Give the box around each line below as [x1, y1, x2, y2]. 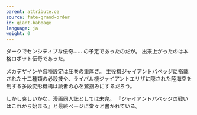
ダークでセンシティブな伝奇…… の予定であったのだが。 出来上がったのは [6, 48, 183, 55]
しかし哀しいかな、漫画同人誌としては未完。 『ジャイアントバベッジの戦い [6, 95, 188, 103]
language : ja [6, 25, 38, 31]
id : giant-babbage [6, 20, 51, 25]
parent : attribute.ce [6, 8, 60, 15]
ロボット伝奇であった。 [11, 55, 69, 62]
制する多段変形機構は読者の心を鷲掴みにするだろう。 [6, 82, 135, 90]
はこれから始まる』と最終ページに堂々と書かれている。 [6, 103, 141, 110]
